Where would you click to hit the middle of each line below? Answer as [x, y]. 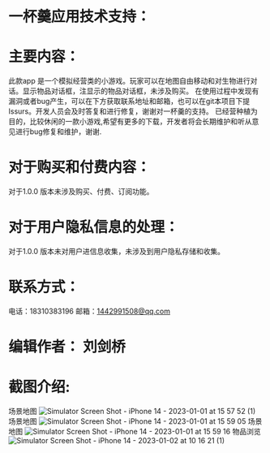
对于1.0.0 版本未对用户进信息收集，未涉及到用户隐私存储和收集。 [117, 251]
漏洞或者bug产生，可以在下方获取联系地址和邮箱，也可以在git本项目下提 [129, 101]
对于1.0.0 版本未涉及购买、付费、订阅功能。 [81, 192]
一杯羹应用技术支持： [80, 17]
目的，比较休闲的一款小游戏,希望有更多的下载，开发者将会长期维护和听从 [131, 122]
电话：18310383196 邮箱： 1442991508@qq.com [90, 311]
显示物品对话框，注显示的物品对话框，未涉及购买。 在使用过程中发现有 [141, 91]
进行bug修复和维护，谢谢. [58, 132]
